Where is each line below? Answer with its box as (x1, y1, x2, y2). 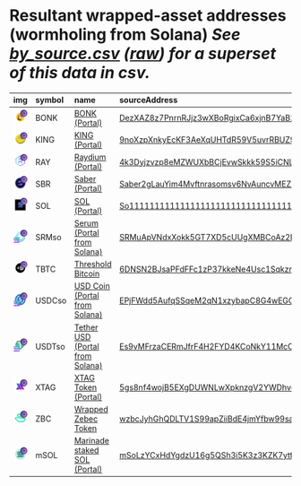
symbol (35, 95, 64, 106)
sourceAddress (119, 95, 178, 106)
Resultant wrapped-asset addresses (9, 5, 287, 26)
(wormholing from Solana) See (9, 24, 241, 45)
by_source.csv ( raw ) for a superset (9, 44, 276, 64)
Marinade (73, 436, 110, 447)
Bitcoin (73, 268, 100, 279)
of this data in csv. (9, 63, 150, 83)
